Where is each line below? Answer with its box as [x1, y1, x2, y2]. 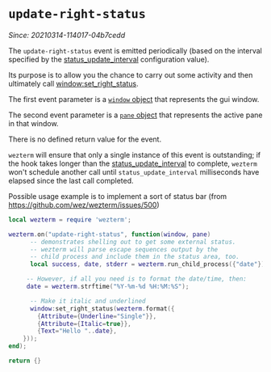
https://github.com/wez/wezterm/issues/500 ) [8, 200, 160, 209]
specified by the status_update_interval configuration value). [8, 54, 210, 64]
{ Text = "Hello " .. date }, [37, 327, 117, 336]
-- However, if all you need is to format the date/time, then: [26, 275, 248, 283]
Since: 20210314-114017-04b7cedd [8, 30, 126, 40]
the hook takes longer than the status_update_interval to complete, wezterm [8, 159, 258, 168]
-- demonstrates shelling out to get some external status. [29, 238, 236, 246]
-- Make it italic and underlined [29, 297, 147, 305]
